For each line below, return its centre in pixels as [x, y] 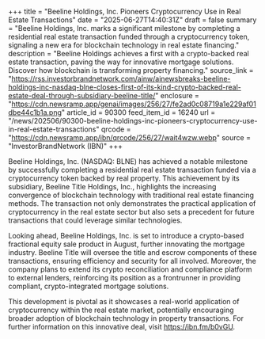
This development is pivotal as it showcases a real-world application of [124, 301]
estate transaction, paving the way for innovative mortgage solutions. [121, 62]
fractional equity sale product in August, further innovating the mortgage [127, 244]
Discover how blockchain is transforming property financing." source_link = [131, 70]
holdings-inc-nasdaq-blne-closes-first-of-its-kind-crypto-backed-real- [125, 87]
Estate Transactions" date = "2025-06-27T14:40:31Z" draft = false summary [132, 20]
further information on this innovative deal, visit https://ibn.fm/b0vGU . [122, 327]
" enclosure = [178, 95]
